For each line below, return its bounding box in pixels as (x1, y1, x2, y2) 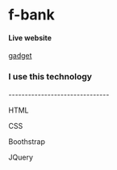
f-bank (8, 6, 55, 24)
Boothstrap (8, 136, 46, 147)
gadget (8, 51, 32, 61)
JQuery (8, 152, 34, 162)
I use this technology (8, 71, 93, 83)
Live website (8, 32, 52, 42)
